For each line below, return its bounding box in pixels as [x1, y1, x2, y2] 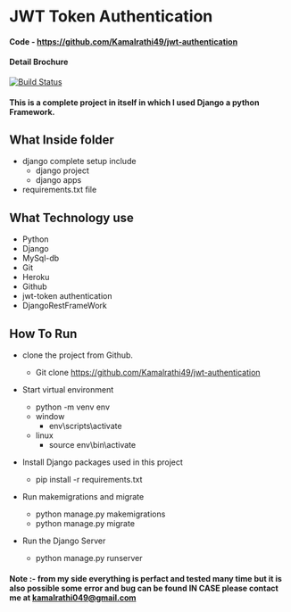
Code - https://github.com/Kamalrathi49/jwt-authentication [9, 36, 238, 46]
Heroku [21, 272, 50, 283]
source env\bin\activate [48, 440, 137, 451]
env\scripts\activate [48, 421, 122, 432]
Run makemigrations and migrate [21, 492, 145, 502]
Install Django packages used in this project [21, 457, 183, 467]
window [35, 411, 65, 422]
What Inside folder [9, 132, 114, 147]
